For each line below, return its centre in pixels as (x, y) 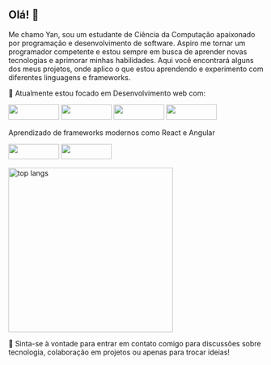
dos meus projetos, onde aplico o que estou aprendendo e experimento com (136, 69)
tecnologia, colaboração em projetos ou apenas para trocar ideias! (119, 352)
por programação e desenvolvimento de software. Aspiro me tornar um (127, 43)
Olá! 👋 (23, 15)
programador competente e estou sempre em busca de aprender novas (128, 51)
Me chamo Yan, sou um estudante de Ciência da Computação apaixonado (132, 34)
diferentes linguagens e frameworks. (70, 77)
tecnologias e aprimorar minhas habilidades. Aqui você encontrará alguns (131, 60)
